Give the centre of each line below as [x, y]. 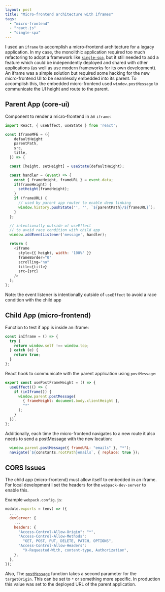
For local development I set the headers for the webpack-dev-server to [76, 485]
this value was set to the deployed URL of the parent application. [71, 584]
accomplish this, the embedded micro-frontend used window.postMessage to [82, 84]
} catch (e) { [24, 350]
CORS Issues [25, 468]
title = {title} [33, 267]
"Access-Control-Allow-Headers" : [52, 546]
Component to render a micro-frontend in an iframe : [58, 116]
